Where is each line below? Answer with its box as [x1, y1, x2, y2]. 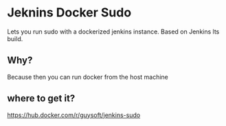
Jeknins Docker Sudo [7, 5, 132, 21]
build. [7, 34, 23, 42]
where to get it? [7, 92, 76, 104]
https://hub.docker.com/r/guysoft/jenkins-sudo [7, 111, 141, 119]
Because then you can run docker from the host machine [7, 73, 168, 81]
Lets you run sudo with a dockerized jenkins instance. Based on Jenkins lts [7, 27, 220, 36]
